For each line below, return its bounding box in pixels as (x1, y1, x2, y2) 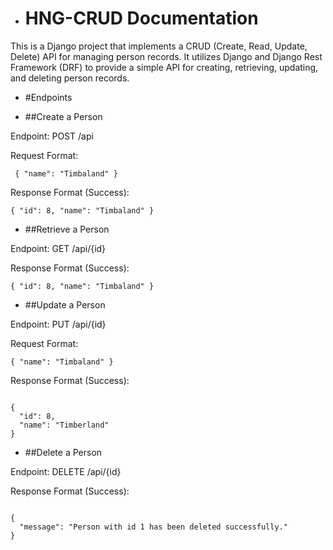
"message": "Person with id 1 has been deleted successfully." (19, 522, 288, 532)
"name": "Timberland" (19, 420, 110, 430)
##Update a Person (24, 298, 106, 311)
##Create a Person (24, 110, 103, 122)
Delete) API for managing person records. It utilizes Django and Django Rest (10, 50, 323, 62)
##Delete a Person (24, 446, 103, 458)
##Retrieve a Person (24, 223, 110, 235)
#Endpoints (24, 91, 73, 103)
